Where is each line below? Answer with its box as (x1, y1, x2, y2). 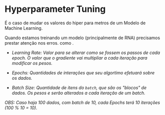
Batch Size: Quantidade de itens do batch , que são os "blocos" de (11, 84, 147, 90)
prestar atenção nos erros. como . (4, 40, 74, 46)
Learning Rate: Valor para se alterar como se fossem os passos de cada (11, 50, 160, 56)
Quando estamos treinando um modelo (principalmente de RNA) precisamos (4, 35, 160, 41)
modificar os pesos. (11, 60, 53, 66)
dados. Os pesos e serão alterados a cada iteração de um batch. (11, 90, 146, 96)
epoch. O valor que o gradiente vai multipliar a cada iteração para (11, 55, 148, 60)
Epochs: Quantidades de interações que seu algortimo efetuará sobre (11, 69, 155, 75)
